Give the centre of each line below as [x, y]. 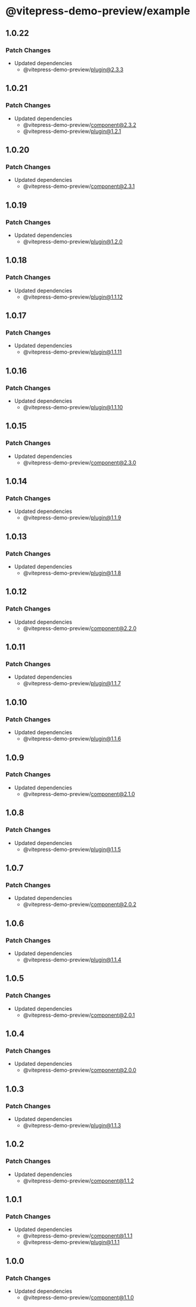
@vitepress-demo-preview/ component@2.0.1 [79, 1015]
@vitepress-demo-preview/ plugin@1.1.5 [72, 849]
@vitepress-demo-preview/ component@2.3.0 [80, 463]
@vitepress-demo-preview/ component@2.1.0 [79, 794]
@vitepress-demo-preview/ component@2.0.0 [80, 1070]
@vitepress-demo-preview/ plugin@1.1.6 [72, 739]
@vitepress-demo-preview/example [98, 11]
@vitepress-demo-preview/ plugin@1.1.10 [73, 407]
